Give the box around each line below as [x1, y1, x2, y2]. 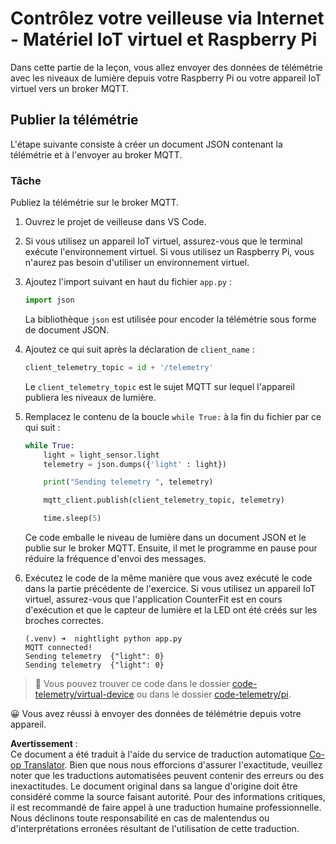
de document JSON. [24, 323, 110, 336]
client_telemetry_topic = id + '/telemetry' [24, 362, 214, 372]
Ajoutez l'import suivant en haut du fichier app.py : [24, 276, 232, 288]
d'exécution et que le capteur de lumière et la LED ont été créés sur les [24, 604, 318, 616]
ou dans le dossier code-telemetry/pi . [136, 688, 292, 701]
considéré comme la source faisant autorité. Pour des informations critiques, [10, 791, 326, 803]
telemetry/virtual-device [34, 688, 135, 701]
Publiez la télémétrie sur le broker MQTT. [10, 197, 180, 209]
